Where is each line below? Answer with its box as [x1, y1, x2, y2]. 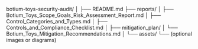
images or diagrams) [6, 37, 57, 43]
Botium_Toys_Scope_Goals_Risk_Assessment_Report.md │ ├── [6, 12, 161, 19]
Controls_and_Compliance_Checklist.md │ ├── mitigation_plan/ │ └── [6, 24, 178, 31]
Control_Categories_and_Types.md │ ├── [6, 18, 108, 24]
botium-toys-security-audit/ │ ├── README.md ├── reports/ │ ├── [6, 6, 174, 12]
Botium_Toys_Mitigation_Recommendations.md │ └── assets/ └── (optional [6, 30, 192, 37]
